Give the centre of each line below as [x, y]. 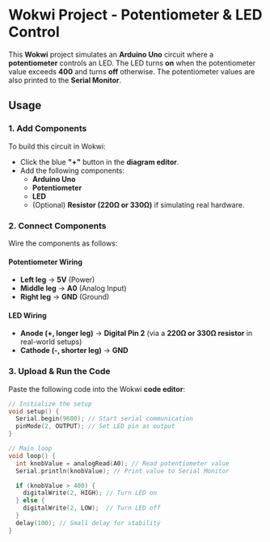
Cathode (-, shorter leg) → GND [74, 351]
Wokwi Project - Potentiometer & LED [135, 15]
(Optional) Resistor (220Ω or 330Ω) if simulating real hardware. [138, 204]
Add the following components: [72, 170]
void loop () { [32, 456]
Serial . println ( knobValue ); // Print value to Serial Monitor [122, 471]
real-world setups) [51, 342]
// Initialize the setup [50, 404]
